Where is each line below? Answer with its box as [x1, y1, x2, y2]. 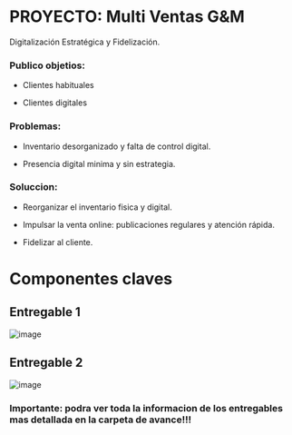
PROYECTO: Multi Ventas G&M [9, 6, 245, 27]
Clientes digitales [22, 97, 88, 108]
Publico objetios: [9, 59, 86, 72]
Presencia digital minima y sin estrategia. [22, 158, 176, 169]
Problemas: [9, 120, 62, 133]
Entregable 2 [9, 355, 83, 371]
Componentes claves [9, 269, 173, 290]
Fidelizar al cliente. [22, 236, 93, 247]
